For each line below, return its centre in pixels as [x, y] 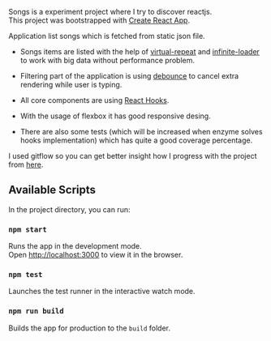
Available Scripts [52, 190]
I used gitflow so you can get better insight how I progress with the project [133, 156]
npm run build [36, 311]
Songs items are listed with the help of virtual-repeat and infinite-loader [140, 51]
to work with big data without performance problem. [107, 60]
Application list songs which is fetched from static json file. [107, 36]
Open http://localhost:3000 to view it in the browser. [96, 255]
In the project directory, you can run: [69, 209]
